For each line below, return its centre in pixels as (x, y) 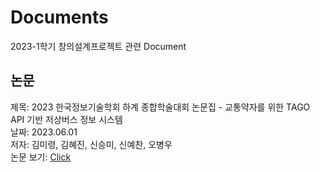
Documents (59, 17)
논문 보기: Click (41, 157)
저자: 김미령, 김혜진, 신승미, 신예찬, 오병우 (91, 144)
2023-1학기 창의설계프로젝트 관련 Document (98, 46)
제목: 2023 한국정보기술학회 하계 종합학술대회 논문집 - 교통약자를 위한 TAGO (160, 107)
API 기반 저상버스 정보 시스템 (66, 119)
